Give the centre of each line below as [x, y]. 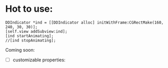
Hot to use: [29, 9]
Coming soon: [20, 50]
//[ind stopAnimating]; [31, 40]
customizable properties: [39, 60]
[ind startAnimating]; [29, 36]
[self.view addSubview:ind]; [36, 31]
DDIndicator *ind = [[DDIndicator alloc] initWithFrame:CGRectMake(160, [85, 22]
